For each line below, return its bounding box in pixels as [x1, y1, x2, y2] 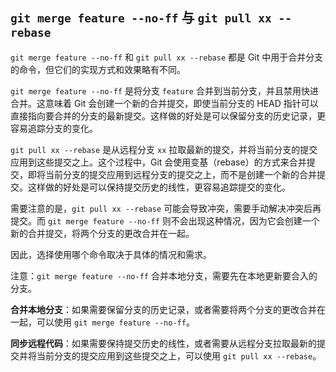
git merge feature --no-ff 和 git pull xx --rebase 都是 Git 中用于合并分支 [10, 51, 324, 63]
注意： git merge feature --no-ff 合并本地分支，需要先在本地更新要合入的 [10, 269, 318, 282]
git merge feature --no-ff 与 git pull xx [10, 9, 272, 27]
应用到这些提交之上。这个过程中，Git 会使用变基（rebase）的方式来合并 [10, 156, 307, 168]
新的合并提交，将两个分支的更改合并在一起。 [10, 227, 195, 239]
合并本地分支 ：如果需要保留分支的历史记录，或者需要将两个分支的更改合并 [10, 303, 317, 315]
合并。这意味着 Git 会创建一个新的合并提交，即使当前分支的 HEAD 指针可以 [10, 97, 319, 109]
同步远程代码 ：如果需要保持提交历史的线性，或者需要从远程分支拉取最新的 [10, 337, 317, 349]
